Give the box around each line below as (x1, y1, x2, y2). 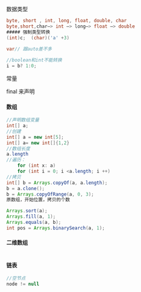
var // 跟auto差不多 (6, 45, 52, 52)
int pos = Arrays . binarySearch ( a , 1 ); (6, 225, 105, 231)
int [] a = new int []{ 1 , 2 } (6, 140, 70, 146)
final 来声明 (6, 88, 35, 95)
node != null (6, 281, 40, 287)
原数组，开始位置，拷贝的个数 (6, 197, 70, 203)
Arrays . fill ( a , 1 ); (6, 213, 56, 220)
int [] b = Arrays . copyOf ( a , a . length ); (6, 180, 108, 186)
